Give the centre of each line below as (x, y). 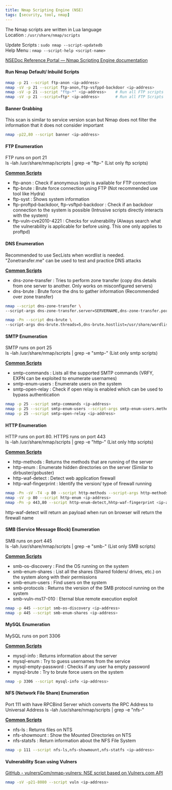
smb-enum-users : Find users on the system (60, 583)
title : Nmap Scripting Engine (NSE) (44, 10)
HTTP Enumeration (26, 425)
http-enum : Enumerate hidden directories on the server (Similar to (83, 467)
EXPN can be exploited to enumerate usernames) (65, 378)
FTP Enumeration (24, 146)
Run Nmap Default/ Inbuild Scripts (42, 72)
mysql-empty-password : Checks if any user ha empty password (81, 667)
